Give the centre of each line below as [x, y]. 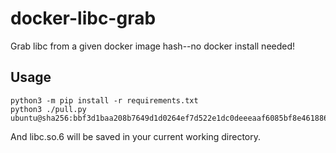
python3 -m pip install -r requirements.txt [104, 100]
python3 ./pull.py [48, 109]
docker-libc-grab [83, 18]
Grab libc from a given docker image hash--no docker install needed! [153, 46]
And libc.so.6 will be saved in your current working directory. [136, 136]
